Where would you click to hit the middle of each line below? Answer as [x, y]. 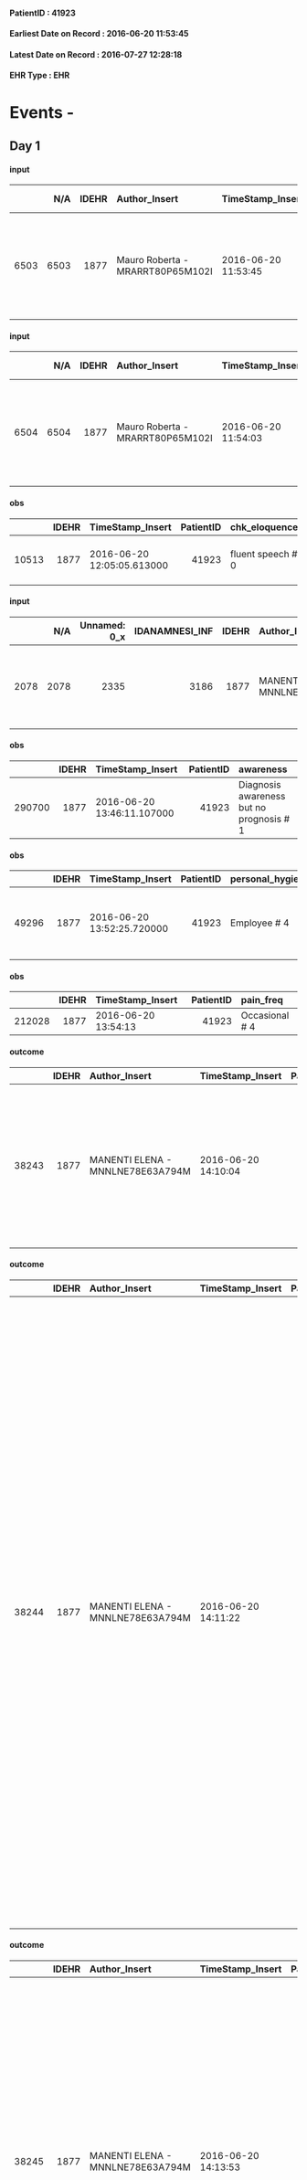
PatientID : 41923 [42, 13]
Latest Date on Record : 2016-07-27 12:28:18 [96, 54]
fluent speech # [264, 554]
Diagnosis [260, 784]
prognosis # [265, 819]
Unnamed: [103, 625]
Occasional [265, 1016]
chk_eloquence [264, 527]
